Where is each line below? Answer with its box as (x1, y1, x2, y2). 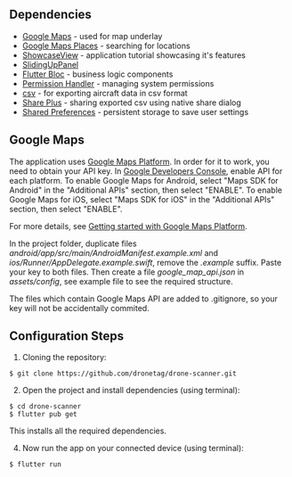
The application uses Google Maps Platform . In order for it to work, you (9, 156, 270, 167)
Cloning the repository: (21, 352, 107, 363)
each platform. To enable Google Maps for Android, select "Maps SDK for (9, 175, 279, 185)
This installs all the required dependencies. (9, 425, 167, 436)
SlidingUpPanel (21, 59, 78, 70)
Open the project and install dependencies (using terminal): (21, 385, 240, 396)
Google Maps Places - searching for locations (21, 40, 191, 51)
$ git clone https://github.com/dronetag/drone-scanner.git (9, 369, 238, 378)
